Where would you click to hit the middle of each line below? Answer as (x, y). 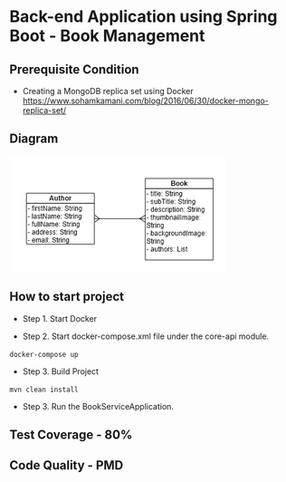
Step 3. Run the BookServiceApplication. (98, 406)
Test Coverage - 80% (71, 435)
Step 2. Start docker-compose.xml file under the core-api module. (146, 336)
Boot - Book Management (107, 36)
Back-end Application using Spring (143, 17)
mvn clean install (44, 390)
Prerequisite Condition (74, 69)
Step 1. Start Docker (60, 318)
